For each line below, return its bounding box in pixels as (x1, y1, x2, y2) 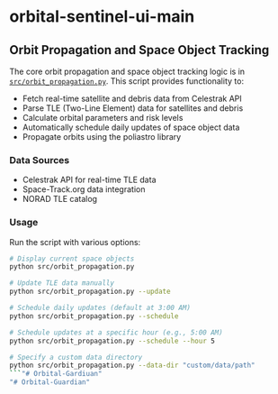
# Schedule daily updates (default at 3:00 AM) (9, 304, 192, 313)
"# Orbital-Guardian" (9, 378, 91, 387)
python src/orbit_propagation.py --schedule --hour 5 (9, 336, 216, 345)
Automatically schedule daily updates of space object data (22, 122, 240, 133)
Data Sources (9, 153, 70, 166)
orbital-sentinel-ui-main (9, 6, 195, 27)
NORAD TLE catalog (22, 194, 97, 205)
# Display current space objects (9, 254, 135, 263)
